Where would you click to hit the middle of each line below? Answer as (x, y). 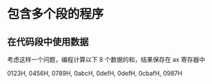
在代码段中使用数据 (48, 42)
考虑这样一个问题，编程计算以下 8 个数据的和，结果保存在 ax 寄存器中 (106, 60)
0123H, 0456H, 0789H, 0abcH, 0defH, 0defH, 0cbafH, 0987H (95, 73)
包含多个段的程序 (56, 14)
